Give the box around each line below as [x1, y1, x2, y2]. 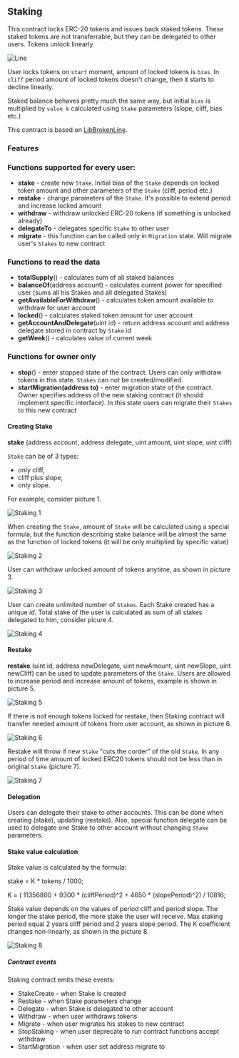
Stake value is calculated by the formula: [7, 863, 127, 872]
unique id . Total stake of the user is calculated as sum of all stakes [7, 608, 203, 616]
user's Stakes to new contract [17, 239, 106, 248]
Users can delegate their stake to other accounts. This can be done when [7, 808, 223, 817]
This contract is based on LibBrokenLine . [7, 125, 128, 134]
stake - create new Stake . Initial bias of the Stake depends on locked [17, 178, 220, 188]
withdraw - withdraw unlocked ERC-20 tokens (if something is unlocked [17, 209, 231, 218]
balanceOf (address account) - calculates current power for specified [17, 281, 223, 290]
